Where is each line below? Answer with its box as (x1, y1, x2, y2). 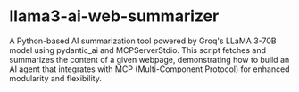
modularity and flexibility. (9, 73, 103, 83)
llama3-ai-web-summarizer (9, 6, 220, 27)
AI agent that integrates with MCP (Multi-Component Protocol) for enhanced (9, 64, 290, 74)
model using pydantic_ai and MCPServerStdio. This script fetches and (9, 44, 266, 55)
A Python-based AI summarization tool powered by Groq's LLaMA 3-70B (9, 35, 277, 46)
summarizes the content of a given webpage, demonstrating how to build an (9, 54, 290, 65)
